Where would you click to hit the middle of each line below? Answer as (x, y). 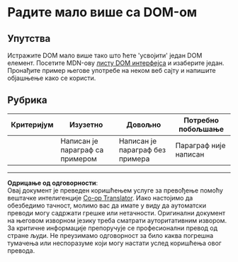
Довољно (144, 125)
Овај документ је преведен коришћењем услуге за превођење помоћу (115, 190)
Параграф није (200, 145)
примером (78, 159)
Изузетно (86, 125)
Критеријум (32, 125)
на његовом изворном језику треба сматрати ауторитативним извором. (117, 220)
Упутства (29, 39)
